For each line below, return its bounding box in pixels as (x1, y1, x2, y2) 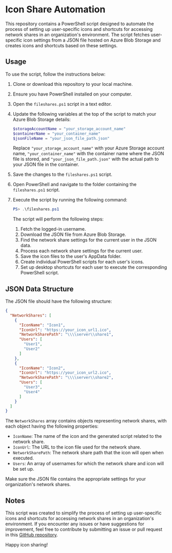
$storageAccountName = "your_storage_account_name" (12, 126, 126, 132)
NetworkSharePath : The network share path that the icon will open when (12, 450, 164, 456)
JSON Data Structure (5, 284, 74, 293)
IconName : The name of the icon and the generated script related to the (12, 433, 162, 439)
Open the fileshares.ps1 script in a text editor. (12, 101, 112, 107)
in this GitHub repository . (5, 532, 58, 538)
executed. (12, 455, 34, 461)
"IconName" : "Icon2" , (18, 365, 66, 371)
